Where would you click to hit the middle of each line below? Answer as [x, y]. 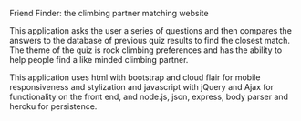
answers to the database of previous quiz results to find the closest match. [150, 40]
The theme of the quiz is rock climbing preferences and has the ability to [146, 50]
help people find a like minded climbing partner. [99, 60]
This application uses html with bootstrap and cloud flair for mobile [135, 77]
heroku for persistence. [53, 106]
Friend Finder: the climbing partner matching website [109, 13]
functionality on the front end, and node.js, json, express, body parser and [149, 96]
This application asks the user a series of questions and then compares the [150, 30]
